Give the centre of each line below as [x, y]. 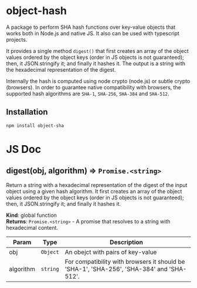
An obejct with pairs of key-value [111, 252]
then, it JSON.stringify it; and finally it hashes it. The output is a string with [96, 63]
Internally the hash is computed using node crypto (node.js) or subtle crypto [98, 81]
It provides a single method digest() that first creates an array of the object [97, 51]
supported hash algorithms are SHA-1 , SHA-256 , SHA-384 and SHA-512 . [88, 93]
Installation [27, 112]
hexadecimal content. [32, 227]
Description [126, 242]
